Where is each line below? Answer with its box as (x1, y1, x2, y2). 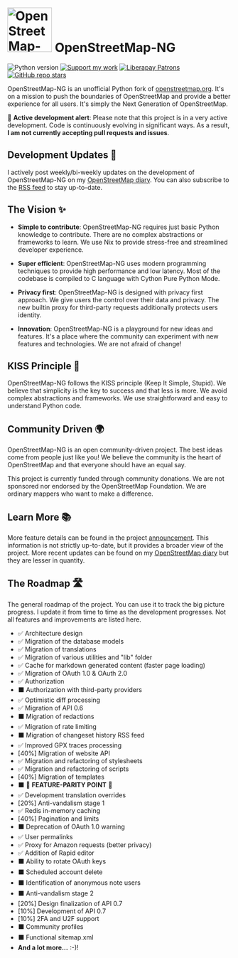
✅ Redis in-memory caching (17, 806, 101, 814)
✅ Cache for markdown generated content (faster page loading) (17, 661, 206, 669)
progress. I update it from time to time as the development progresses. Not (7, 607, 226, 616)
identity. (17, 310, 42, 319)
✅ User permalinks (17, 832, 73, 841)
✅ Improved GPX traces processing (17, 740, 122, 750)
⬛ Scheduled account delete (17, 868, 103, 876)
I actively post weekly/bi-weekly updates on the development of (7, 168, 195, 176)
